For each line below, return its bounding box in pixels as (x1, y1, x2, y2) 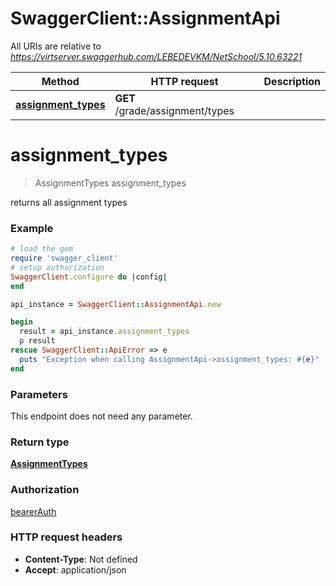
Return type (10, 435, 70, 449)
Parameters (10, 387, 68, 401)
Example (10, 221, 54, 235)
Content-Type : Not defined (24, 553, 138, 565)
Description (263, 74, 321, 88)
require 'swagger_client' (10, 253, 118, 264)
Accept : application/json (24, 563, 127, 576)
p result (19, 336, 56, 346)
